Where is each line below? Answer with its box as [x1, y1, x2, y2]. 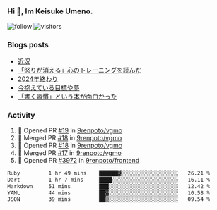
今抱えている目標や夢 [17, 83, 80, 92]
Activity [7, 110, 35, 120]
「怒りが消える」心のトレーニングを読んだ [17, 66, 142, 74]
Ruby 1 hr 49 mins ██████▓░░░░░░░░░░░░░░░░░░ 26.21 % [7, 169, 211, 177]
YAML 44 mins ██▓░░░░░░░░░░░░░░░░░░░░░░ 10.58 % [7, 190, 211, 197]
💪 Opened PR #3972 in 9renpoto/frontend [17, 156, 140, 164]
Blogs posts [7, 40, 49, 50]
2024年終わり [17, 74, 59, 83]
